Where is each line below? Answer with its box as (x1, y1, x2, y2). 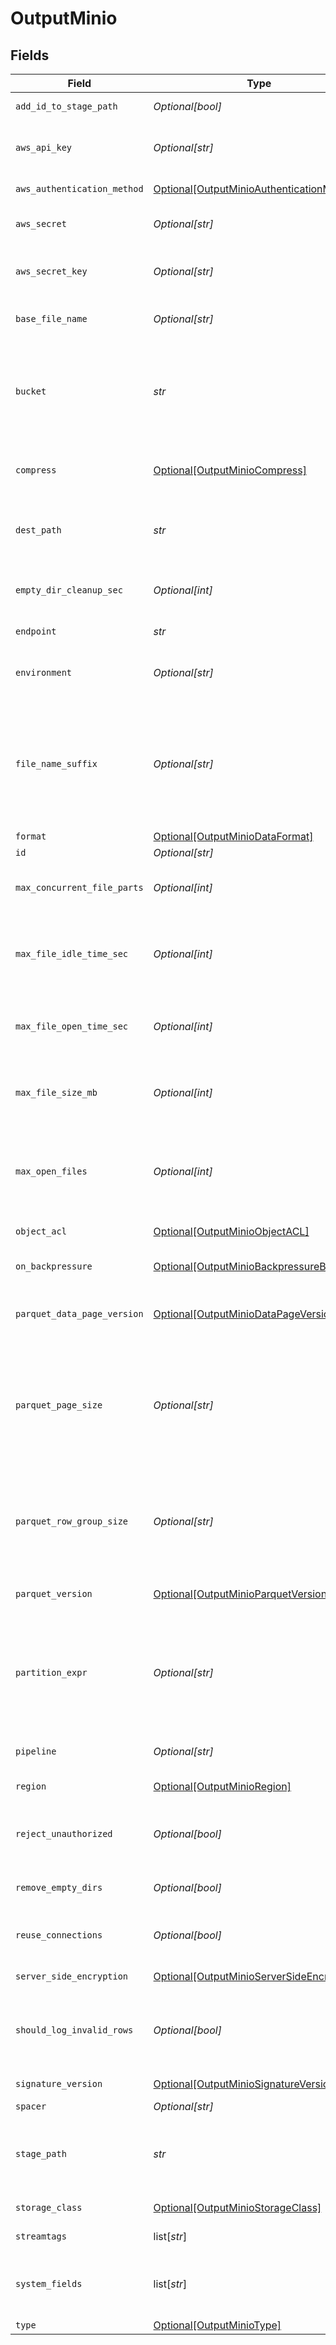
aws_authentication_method (15, 183, 144, 194)
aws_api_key (15, 142, 73, 153)
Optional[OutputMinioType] (153, 2318, 282, 2332)
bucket (15, 386, 47, 397)
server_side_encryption (15, 1971, 129, 1982)
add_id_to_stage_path (15, 101, 118, 112)
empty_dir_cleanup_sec (15, 585, 123, 596)
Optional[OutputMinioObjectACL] (153, 1225, 310, 1238)
